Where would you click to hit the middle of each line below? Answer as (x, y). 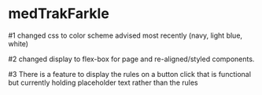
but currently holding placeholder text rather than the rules (103, 82)
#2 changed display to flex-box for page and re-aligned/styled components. (131, 59)
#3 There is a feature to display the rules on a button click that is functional (130, 74)
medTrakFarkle (59, 14)
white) (18, 43)
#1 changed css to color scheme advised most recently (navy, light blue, (125, 35)
